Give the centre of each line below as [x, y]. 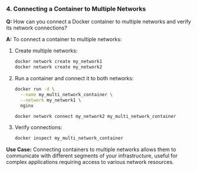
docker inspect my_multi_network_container [69, 138]
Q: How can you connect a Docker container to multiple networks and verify [99, 22]
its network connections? [37, 28]
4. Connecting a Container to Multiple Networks [76, 9]
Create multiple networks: [46, 51]
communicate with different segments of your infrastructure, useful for [92, 156]
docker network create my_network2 [58, 67]
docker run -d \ [35, 89]
